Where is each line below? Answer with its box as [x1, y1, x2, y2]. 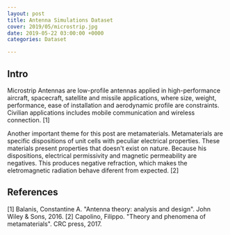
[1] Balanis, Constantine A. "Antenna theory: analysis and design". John [7, 204, 211, 213]
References [7, 186, 58, 198]
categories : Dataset [7, 36, 67, 43]
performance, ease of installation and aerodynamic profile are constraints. [7, 101, 220, 109]
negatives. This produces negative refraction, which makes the [7, 159, 188, 167]
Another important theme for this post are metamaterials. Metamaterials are [7, 129, 224, 138]
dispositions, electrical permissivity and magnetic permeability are [7, 151, 197, 160]
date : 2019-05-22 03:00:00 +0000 [7, 29, 104, 37]
